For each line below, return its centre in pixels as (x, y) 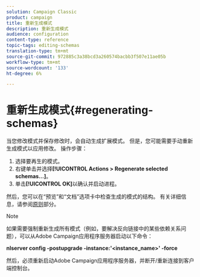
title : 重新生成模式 (29, 23)
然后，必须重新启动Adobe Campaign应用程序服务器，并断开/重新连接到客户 (100, 261)
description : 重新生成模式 (37, 29)
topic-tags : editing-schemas (43, 46)
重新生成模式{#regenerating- (80, 110)
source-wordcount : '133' (37, 68)
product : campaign (29, 17)
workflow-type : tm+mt (34, 62)
